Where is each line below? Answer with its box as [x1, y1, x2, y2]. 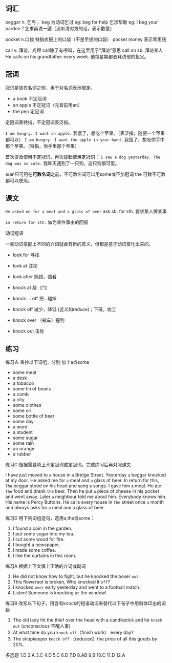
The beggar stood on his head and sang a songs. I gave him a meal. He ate [5, 483, 162, 489]
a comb [12, 391, 29, 398]
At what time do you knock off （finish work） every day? [12, 629, 134, 636]
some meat [12, 369, 37, 376]
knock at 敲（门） [12, 284, 51, 291]
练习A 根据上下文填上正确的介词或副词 [5, 563, 86, 569]
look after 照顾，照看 [12, 274, 57, 280]
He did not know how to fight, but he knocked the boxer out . [12, 573, 140, 579]
